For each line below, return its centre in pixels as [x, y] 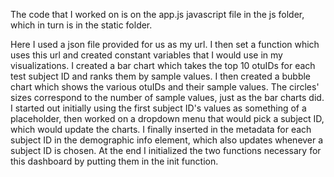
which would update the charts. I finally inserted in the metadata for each [161, 129]
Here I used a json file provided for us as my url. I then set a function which [165, 44]
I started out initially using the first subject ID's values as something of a [158, 108]
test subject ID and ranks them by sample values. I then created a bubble [161, 76]
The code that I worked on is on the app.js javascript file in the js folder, [157, 14]
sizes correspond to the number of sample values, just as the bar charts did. [167, 97]
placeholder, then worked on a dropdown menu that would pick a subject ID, [167, 118]
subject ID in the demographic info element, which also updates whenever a [167, 140]
